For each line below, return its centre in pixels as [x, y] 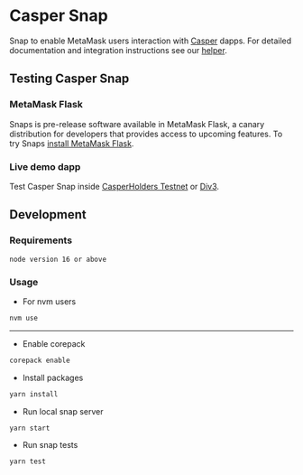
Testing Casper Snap [69, 79]
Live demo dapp [45, 166]
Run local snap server [63, 411]
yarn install [34, 394]
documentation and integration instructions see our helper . [118, 50]
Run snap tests [50, 445]
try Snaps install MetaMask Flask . [72, 143]
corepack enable [40, 360]
